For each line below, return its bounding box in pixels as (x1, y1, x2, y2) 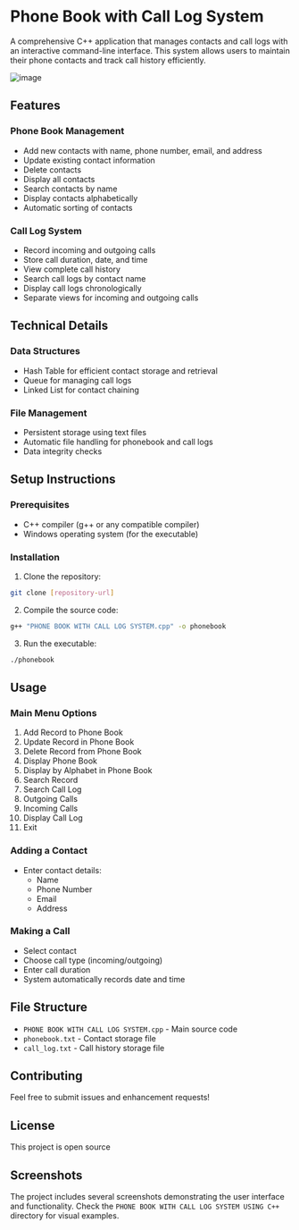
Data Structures (10, 345, 81, 358)
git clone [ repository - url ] (10, 588, 115, 597)
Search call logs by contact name (22, 273, 146, 283)
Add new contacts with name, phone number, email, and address (22, 145, 262, 156)
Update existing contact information (22, 155, 155, 165)
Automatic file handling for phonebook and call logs (22, 436, 213, 447)
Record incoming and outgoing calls (22, 244, 156, 256)
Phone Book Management (10, 125, 125, 138)
